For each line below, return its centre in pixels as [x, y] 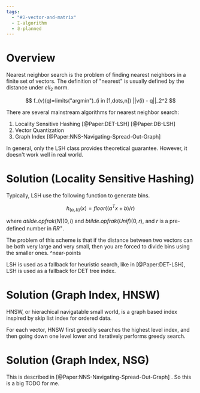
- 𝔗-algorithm [29, 23]
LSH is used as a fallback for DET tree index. [61, 271]
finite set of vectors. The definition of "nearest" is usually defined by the [95, 81]
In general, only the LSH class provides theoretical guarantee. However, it [97, 148]
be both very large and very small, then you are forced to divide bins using [98, 247]
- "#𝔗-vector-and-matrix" [44, 17]
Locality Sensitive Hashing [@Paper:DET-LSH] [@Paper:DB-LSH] [95, 124]
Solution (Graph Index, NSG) [78, 360]
